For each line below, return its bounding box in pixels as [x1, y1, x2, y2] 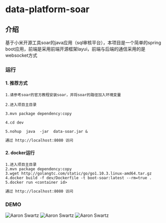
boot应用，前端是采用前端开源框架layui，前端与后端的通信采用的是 [5, 46, 146, 52]
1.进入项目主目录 [5, 162, 37, 168]
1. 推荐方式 [5, 80, 28, 86]
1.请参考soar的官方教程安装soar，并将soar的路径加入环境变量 [5, 93, 121, 98]
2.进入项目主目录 [5, 102, 37, 107]
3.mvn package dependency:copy [5, 111, 72, 117]
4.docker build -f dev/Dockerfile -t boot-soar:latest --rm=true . [5, 176, 152, 181]
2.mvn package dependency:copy [5, 166, 72, 172]
